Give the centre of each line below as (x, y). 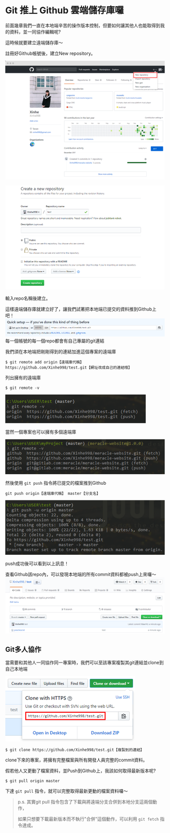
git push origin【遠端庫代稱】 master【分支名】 (53, 493)
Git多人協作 (23, 649)
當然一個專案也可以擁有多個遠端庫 (41, 432)
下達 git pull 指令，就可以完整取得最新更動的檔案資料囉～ (67, 791)
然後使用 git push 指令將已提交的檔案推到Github (56, 483)
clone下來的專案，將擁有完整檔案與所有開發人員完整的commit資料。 (76, 760)
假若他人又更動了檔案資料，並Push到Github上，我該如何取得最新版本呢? (80, 771)
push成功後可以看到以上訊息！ (37, 563)
